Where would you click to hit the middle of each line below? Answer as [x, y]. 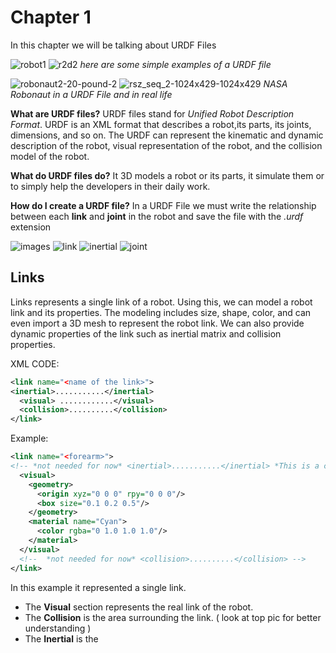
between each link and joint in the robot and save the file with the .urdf [157, 216]
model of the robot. [50, 156]
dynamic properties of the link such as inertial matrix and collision [146, 333]
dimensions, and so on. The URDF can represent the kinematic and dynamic [167, 135]
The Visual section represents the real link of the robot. [139, 607]
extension [31, 227]
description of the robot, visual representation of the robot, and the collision [166, 145]
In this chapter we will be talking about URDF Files [113, 45]
